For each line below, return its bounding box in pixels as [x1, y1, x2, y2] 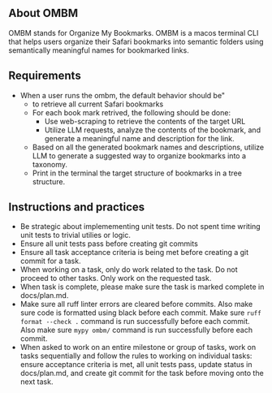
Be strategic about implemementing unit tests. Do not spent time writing [19, 222, 261, 231]
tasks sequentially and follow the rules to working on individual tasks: [19, 351, 253, 361]
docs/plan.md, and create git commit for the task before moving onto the [19, 369, 264, 378]
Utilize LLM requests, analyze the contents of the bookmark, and [44, 125, 261, 135]
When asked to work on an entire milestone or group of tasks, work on [19, 343, 257, 352]
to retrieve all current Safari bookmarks [32, 99, 164, 109]
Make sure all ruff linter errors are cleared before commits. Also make [19, 300, 253, 309]
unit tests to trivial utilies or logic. [19, 231, 132, 240]
